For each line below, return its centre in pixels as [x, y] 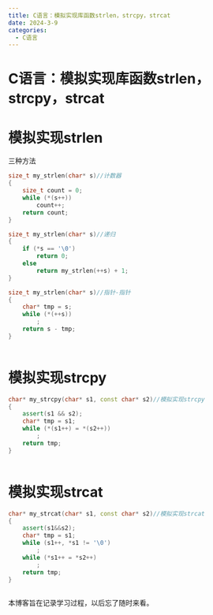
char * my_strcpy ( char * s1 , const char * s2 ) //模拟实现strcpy [106, 399]
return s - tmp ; [49, 329]
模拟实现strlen [56, 138]
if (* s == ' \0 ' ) [49, 249]
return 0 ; [52, 256]
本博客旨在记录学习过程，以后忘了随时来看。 [81, 603]
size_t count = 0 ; [52, 191]
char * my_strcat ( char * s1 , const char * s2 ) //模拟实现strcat [106, 513]
